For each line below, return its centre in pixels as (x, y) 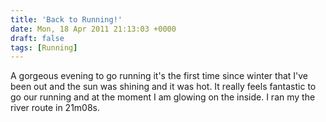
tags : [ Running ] (44, 47)
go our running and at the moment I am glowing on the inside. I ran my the (163, 97)
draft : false (37, 38)
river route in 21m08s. (55, 108)
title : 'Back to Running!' (66, 19)
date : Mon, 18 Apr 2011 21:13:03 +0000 (93, 29)
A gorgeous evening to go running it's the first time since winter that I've (159, 76)
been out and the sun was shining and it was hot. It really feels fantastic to (163, 87)
